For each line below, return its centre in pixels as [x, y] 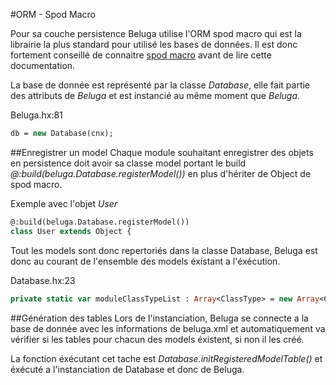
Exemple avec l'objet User [64, 203]
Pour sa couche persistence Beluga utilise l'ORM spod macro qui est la [156, 33]
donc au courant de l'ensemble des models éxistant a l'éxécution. [145, 261]
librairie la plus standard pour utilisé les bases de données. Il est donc [154, 44]
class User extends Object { [71, 231]
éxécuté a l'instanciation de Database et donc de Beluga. [127, 369]
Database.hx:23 [43, 280]
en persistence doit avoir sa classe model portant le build [128, 163]
